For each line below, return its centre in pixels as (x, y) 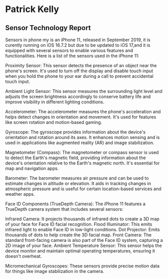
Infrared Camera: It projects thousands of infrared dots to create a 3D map (82, 219)
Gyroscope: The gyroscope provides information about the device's (75, 132)
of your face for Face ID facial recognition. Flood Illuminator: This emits (79, 224)
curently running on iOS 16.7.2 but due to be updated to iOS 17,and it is (78, 45)
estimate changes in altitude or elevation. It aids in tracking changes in (78, 183)
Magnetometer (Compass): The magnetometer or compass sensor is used (82, 152)
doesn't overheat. (23, 256)
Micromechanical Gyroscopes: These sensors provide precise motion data (82, 266)
